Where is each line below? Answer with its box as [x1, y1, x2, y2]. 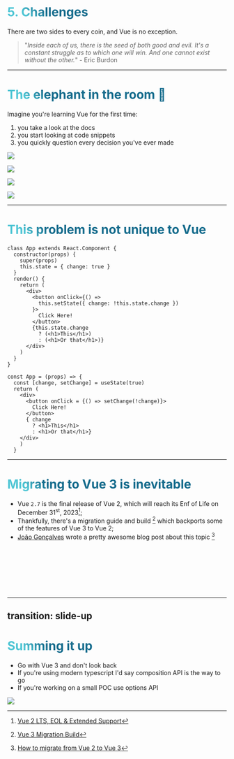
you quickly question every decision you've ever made [17, 138, 174, 147]
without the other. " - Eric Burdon [24, 55, 118, 64]
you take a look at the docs [17, 123, 95, 131]
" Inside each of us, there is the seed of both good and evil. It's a [24, 41, 210, 49]
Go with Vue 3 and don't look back [17, 661, 117, 670]
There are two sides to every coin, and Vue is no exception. [7, 27, 178, 36]
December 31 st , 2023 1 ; [17, 507, 83, 516]
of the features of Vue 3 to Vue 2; [17, 524, 114, 533]
